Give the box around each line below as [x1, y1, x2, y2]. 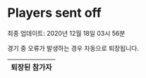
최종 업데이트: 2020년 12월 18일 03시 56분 [7, 29, 126, 37]
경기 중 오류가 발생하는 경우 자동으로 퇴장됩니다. [7, 44, 140, 52]
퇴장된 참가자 [11, 62, 52, 72]
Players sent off [7, 5, 102, 21]
